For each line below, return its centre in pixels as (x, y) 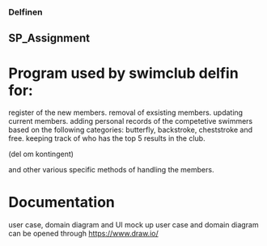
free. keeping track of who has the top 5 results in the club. (107, 138)
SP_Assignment (49, 38)
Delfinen (25, 12)
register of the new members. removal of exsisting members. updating (126, 112)
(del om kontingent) (41, 154)
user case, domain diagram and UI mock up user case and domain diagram (133, 225)
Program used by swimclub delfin (123, 73)
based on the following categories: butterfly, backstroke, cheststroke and (131, 130)
